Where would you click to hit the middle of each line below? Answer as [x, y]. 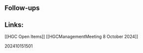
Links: [14, 25]
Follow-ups [22, 8]
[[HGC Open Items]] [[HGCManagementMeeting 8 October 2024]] [71, 37]
